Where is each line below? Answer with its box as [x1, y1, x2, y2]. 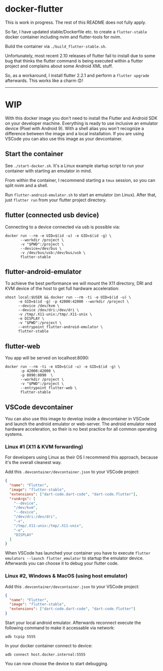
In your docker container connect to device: [5, 643, 93, 649]
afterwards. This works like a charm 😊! [5, 78, 83, 83]
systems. [5, 431, 23, 437]
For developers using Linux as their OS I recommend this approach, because [5, 454, 158, 460]
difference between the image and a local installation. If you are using [5, 130, 144, 136]
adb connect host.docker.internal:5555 [5, 652, 86, 657]
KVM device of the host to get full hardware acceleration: [5, 286, 120, 291]
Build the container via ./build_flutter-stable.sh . [5, 43, 107, 49]
